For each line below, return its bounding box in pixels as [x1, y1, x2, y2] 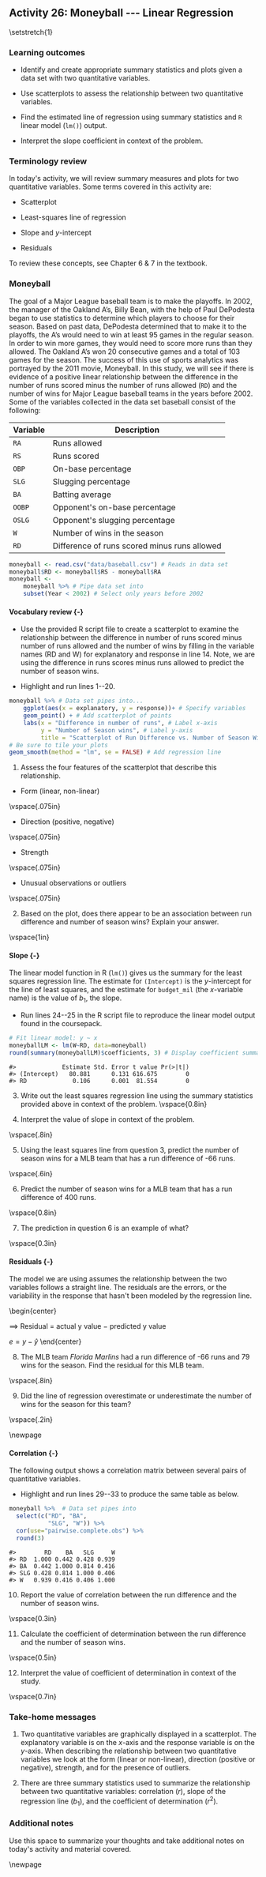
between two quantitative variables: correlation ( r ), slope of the [20, 1786, 227, 1796]
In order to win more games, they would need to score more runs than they [9, 338, 253, 348]
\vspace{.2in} [9, 1415, 54, 1424]
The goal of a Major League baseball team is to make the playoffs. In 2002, [9, 296, 253, 306]
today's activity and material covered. [9, 1844, 132, 1853]
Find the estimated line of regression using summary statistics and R [20, 112, 242, 122]
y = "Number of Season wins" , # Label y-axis [40, 726, 193, 734]
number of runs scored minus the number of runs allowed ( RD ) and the [9, 380, 238, 389]
